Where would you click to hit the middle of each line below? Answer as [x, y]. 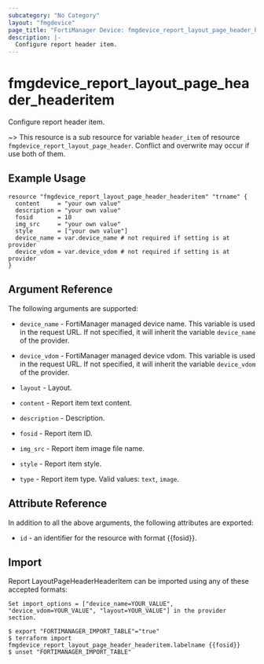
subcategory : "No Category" [54, 15]
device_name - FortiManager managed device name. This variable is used [137, 324]
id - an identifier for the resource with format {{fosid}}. [108, 537]
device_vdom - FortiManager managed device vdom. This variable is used [137, 355]
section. [22, 618]
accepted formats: [38, 589]
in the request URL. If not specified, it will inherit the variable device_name [137, 332]
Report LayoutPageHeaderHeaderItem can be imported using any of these [129, 581]
